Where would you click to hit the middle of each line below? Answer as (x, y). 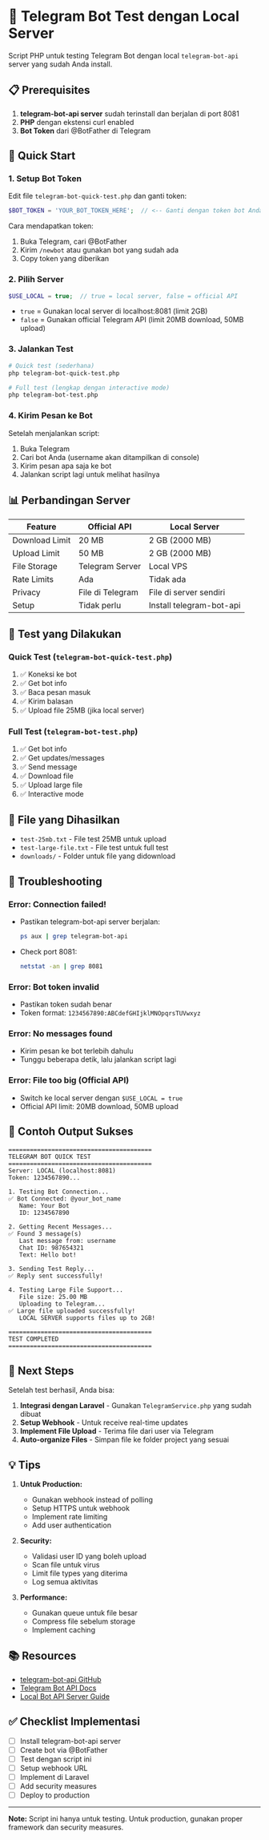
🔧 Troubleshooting (55, 881)
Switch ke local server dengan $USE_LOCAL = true (101, 1098)
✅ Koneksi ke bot (48, 674)
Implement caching (64, 1629)
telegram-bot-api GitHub (60, 1679)
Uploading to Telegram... (62, 1304)
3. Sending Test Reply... (51, 1269)
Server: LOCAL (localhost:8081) (62, 1171)
